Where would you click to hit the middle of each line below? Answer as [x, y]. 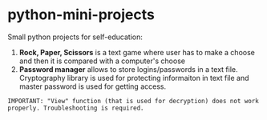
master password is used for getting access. [92, 86]
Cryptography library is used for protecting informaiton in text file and [134, 78]
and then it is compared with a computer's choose [102, 61]
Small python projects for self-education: [75, 37]
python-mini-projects [81, 15]
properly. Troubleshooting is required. [76, 108]
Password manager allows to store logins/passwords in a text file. [128, 69]
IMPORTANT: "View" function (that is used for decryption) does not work [133, 101]
